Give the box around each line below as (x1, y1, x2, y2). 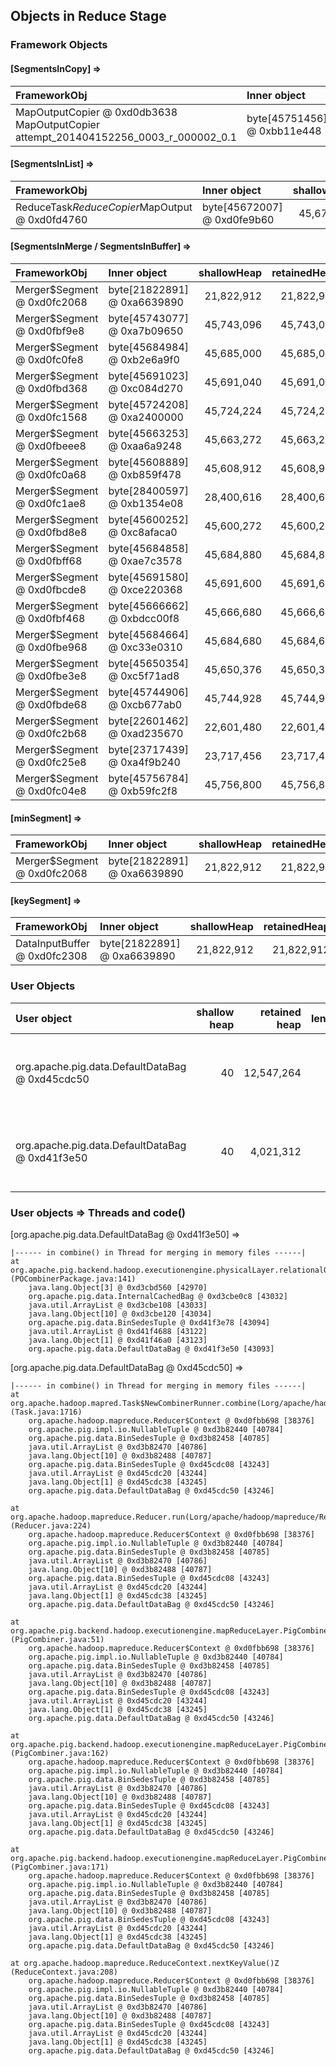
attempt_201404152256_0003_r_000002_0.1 (15, 130, 238, 144)
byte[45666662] (108, 599, 190, 613)
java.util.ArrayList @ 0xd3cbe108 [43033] (28, 1300, 208, 1310)
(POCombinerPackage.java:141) (10, 1274, 137, 1284)
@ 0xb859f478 (108, 467, 182, 481)
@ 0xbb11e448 (246, 124, 322, 138)
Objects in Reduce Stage (10, 8, 167, 25)
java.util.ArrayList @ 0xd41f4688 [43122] (28, 1326, 208, 1336)
